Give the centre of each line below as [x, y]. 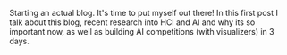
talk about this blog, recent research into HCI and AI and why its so [132, 22]
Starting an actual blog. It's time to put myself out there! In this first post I [144, 13]
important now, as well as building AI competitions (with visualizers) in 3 [142, 31]
